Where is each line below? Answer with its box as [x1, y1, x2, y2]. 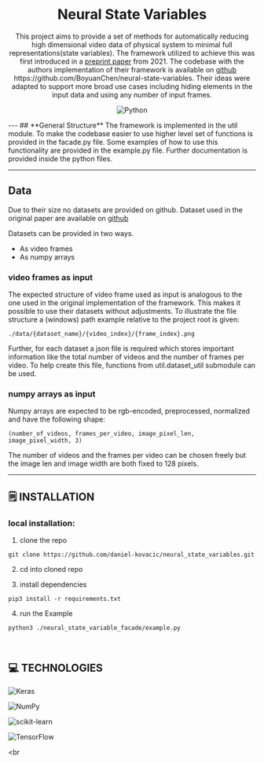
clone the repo [19, 536, 68, 545]
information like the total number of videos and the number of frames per [8, 352, 245, 362]
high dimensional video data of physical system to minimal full [31, 39, 233, 49]
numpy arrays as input [8, 388, 96, 399]
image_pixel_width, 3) [8, 437, 82, 445]
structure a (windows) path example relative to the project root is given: [8, 315, 240, 324]
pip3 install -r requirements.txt [8, 595, 122, 603]
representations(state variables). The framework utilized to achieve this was [9, 48, 255, 57]
